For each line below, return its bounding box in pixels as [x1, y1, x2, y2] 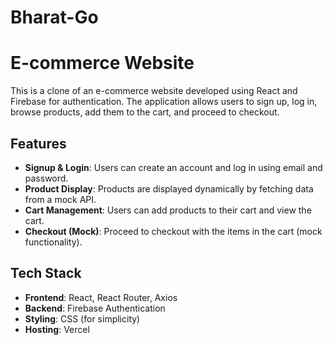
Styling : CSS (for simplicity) [24, 312, 141, 325]
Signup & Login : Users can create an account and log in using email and [24, 161, 323, 173]
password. [24, 172, 69, 184]
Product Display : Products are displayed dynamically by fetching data [24, 182, 314, 195]
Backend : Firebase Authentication [24, 302, 166, 314]
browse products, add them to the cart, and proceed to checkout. [10, 106, 280, 118]
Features [10, 135, 67, 152]
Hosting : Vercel [24, 323, 90, 335]
